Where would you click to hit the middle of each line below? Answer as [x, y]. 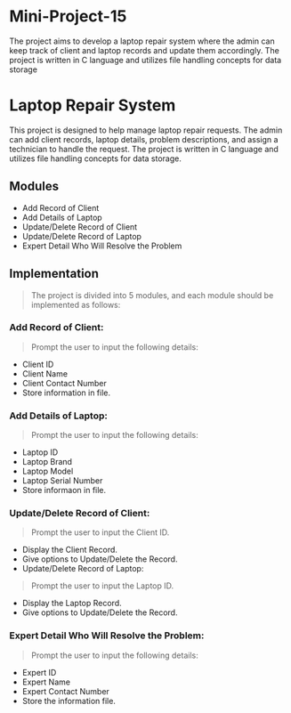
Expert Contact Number [65, 691]
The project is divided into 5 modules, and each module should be [152, 295]
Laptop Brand [47, 462]
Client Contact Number [64, 383]
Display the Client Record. [70, 550]
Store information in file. [66, 393]
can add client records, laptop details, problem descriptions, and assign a [144, 139]
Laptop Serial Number [62, 481]
